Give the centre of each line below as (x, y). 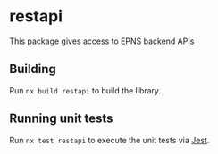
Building (33, 69)
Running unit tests (61, 119)
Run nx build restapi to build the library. (85, 90)
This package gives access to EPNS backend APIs (102, 41)
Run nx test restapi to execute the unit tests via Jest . (109, 140)
